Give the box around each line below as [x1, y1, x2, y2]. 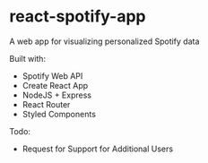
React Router [22, 99, 71, 109]
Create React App [22, 80, 89, 90]
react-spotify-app [9, 6, 146, 27]
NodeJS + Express [22, 90, 92, 100]
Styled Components [22, 108, 97, 119]
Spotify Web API [22, 70, 83, 81]
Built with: [9, 53, 47, 64]
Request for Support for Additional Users [22, 143, 173, 154]
